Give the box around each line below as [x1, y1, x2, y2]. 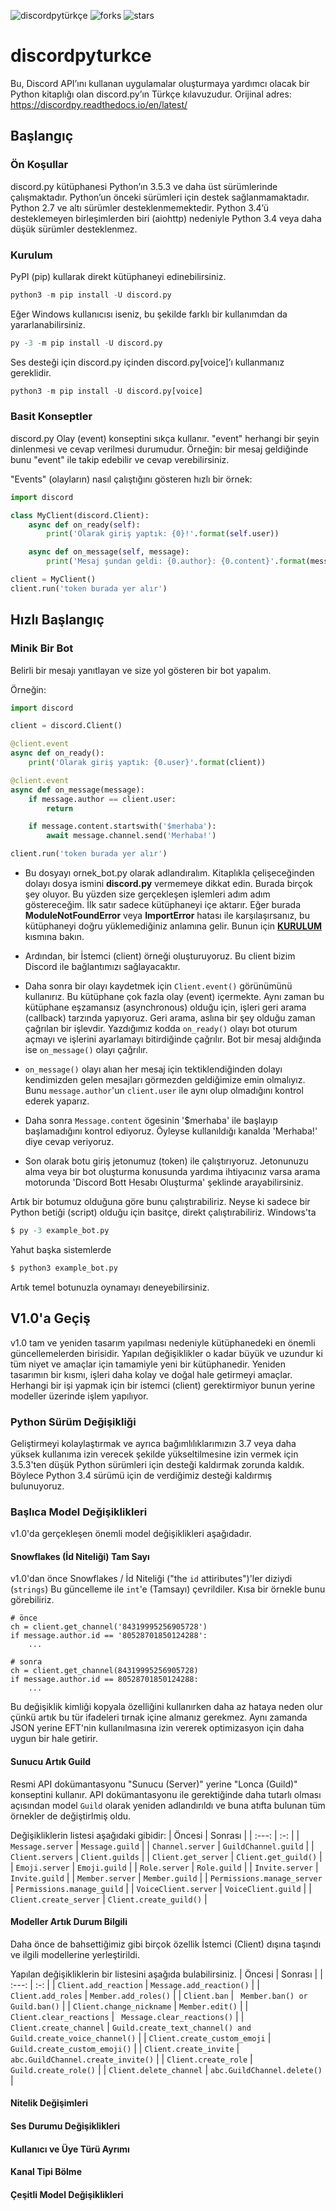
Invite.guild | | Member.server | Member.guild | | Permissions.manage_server [10, 1871, 323, 1884]
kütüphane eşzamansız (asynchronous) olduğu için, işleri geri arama [24, 1001, 307, 1014]
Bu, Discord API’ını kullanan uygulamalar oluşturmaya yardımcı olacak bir [10, 77, 310, 89]
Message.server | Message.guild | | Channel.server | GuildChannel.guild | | [10, 1840, 315, 1852]
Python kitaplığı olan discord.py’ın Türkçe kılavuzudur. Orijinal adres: [10, 88, 292, 100]
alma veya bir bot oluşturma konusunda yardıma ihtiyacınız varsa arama [24, 1166, 321, 1178]
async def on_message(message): [10, 785, 145, 795]
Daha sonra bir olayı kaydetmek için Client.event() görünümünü [24, 980, 293, 992]
